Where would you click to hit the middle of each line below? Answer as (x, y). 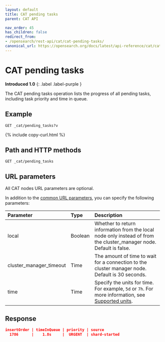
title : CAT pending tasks (31, 14)
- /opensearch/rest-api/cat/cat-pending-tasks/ (55, 42)
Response (21, 319)
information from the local (124, 230)
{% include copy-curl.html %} (35, 135)
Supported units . (114, 301)
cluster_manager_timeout (37, 265)
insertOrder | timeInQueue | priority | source (55, 330)
